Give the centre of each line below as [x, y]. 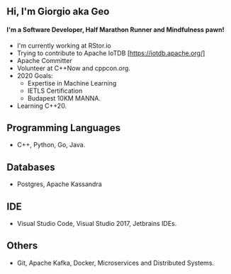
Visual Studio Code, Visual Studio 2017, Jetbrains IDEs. [97, 224]
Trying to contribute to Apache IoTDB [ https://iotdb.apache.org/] [111, 53]
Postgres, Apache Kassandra [59, 184]
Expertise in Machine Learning [72, 83]
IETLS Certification [55, 91]
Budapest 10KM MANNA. [64, 98]
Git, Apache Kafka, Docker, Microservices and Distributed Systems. [115, 263]
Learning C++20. [42, 105]
